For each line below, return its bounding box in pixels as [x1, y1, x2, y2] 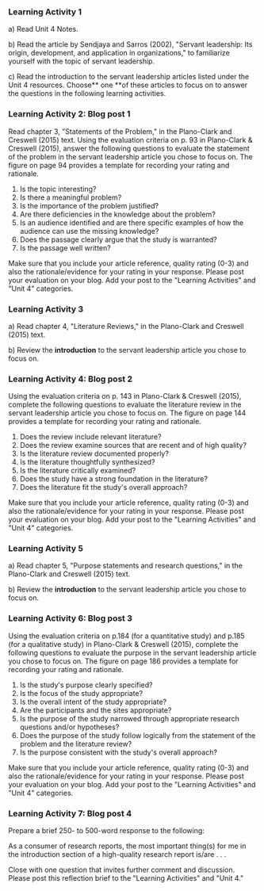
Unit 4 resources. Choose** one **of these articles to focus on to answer [8, 80, 248, 90]
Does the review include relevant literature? [19, 432, 162, 442]
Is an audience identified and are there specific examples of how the [19, 217, 244, 228]
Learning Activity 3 [8, 304, 84, 315]
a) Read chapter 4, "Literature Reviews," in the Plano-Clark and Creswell [8, 321, 244, 331]
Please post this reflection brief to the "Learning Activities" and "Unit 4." [8, 874, 244, 883]
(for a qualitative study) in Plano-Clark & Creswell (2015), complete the [8, 639, 239, 648]
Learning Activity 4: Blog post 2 [8, 373, 133, 384]
